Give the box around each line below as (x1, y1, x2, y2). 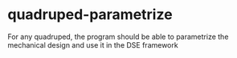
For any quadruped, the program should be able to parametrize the (7, 32, 229, 41)
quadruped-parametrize (7, 6, 174, 24)
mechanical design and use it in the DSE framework (7, 40, 178, 49)
